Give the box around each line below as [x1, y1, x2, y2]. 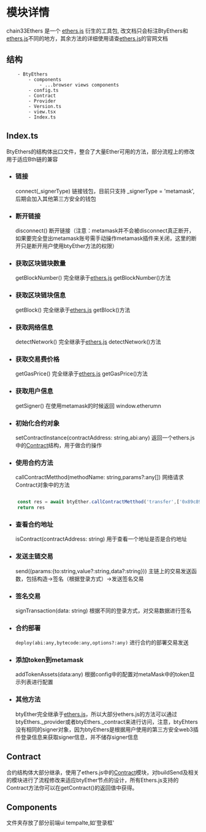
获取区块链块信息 [15, 291, 66, 299]
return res [17, 504, 45, 511]
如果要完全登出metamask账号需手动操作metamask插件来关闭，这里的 [15, 234, 192, 242]
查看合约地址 [15, 520, 53, 528]
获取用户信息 [15, 387, 53, 396]
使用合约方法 [15, 458, 53, 467]
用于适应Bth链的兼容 [6, 155, 58, 163]
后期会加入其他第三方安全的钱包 [15, 195, 96, 202]
